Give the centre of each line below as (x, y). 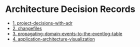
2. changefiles (27, 28)
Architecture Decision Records (70, 9)
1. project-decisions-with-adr (42, 23)
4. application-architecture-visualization (53, 39)
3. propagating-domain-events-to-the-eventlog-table (67, 33)
